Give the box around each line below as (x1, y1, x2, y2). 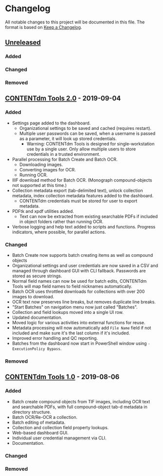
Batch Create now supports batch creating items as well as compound (12, 252, 153, 258)
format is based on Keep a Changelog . (5, 24, 82, 30)
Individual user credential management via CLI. (12, 435, 107, 441)
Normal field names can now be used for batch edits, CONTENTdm (12, 278, 147, 284)
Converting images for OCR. (19, 166, 76, 172)
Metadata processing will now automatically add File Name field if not (12, 325, 151, 331)
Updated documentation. (12, 314, 62, 320)
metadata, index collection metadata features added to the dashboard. (12, 192, 154, 198)
